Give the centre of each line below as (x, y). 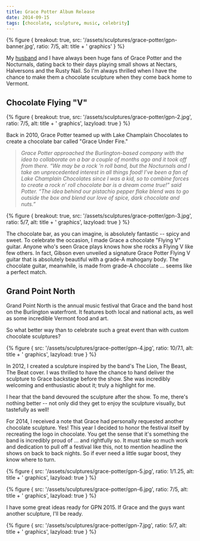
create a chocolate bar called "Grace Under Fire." (67, 141)
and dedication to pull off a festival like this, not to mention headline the (94, 447)
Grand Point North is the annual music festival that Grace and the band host (99, 305)
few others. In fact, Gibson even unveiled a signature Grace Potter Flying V (98, 253)
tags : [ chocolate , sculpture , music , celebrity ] (68, 23)
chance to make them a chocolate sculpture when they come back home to (99, 77)
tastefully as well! (28, 410)
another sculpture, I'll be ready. (45, 514)
